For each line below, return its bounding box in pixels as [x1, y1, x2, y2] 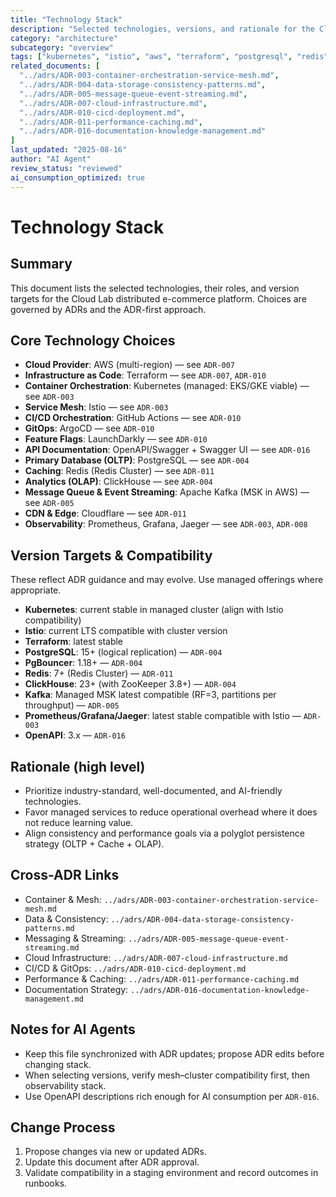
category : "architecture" [10, 33, 118, 43]
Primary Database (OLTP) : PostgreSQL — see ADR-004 [24, 454, 250, 466]
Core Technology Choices [10, 332, 176, 349]
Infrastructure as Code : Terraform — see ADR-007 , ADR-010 [24, 369, 267, 381]
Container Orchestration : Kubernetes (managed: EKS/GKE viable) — [24, 380, 310, 392]
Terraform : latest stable [24, 636, 124, 648]
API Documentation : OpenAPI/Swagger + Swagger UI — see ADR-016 [24, 444, 311, 456]
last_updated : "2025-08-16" [10, 145, 128, 155]
